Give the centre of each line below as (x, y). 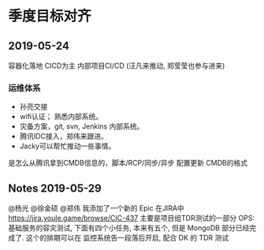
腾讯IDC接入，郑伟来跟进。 (63, 136)
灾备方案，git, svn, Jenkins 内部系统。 (82, 126)
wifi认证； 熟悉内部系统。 (61, 117)
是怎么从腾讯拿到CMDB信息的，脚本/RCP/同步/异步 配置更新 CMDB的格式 (128, 163)
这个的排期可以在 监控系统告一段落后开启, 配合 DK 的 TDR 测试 (127, 238)
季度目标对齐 (50, 16)
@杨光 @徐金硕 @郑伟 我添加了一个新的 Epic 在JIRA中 (97, 208)
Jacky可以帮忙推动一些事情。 (67, 146)
